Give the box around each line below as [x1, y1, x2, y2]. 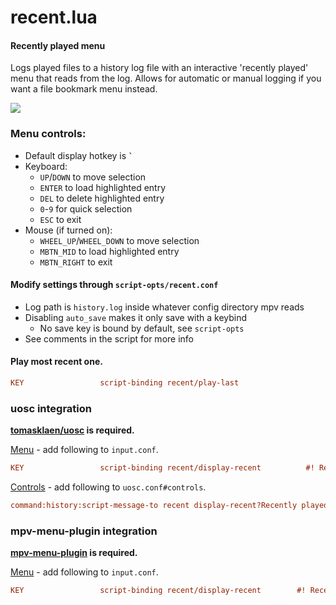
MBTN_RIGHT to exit [39, 256, 113, 268]
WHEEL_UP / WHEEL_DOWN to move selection [39, 234, 200, 246]
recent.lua [10, 6, 98, 29]
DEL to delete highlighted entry [39, 192, 165, 204]
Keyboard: [24, 160, 68, 172]
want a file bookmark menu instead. [10, 83, 158, 95]
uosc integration [10, 401, 92, 415]
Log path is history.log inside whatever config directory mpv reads [24, 301, 305, 313]
